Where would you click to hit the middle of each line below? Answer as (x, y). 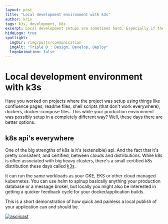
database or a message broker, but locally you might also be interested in (81, 186)
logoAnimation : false (32, 52)
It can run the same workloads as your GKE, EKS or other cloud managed (80, 176)
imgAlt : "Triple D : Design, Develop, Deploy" (59, 47)
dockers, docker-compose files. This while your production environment (79, 112)
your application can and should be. (42, 207)
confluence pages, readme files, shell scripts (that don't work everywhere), (83, 106)
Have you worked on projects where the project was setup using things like (83, 101)
